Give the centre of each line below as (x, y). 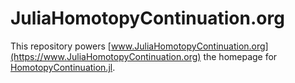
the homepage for (240, 56)
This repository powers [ (61, 46)
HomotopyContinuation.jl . (63, 67)
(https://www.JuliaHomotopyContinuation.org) (106, 56)
